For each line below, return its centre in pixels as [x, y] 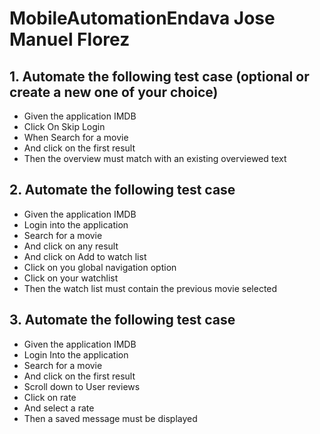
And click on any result [71, 246]
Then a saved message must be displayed [110, 418]
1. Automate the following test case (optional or [159, 76]
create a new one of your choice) [114, 92]
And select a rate [59, 408]
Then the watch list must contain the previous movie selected [150, 288]
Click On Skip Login [64, 126]
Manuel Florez [70, 39]
